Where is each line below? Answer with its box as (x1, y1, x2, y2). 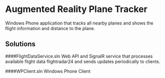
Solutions (5, 40, 36, 48)
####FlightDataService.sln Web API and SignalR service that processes (5, 53, 153, 59)
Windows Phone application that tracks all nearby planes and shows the (5, 20, 153, 26)
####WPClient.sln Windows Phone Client (5, 68, 91, 74)
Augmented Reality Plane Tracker (5, 3, 147, 15)
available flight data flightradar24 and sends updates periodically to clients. (5, 58, 160, 64)
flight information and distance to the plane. (5, 25, 95, 31)
